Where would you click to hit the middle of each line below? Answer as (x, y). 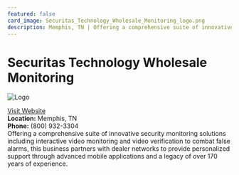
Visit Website (27, 111)
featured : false (31, 14)
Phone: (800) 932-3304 (43, 126)
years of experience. (38, 164)
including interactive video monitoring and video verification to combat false (119, 141)
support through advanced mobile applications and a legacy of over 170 (113, 157)
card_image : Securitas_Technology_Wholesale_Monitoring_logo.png (106, 21)
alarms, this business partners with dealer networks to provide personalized (119, 149)
